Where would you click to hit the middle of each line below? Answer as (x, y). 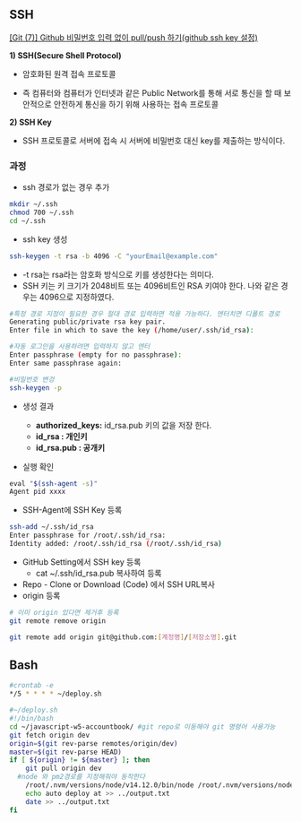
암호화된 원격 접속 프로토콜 (69, 74)
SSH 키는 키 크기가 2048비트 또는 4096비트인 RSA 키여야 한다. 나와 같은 (150, 285)
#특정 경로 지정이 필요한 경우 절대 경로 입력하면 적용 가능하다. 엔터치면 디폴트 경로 (145, 314)
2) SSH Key (30, 122)
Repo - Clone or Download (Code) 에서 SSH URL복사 (118, 584)
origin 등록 (41, 595)
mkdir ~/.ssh (34, 204)
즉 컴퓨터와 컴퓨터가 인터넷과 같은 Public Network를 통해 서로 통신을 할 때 (152, 92)
